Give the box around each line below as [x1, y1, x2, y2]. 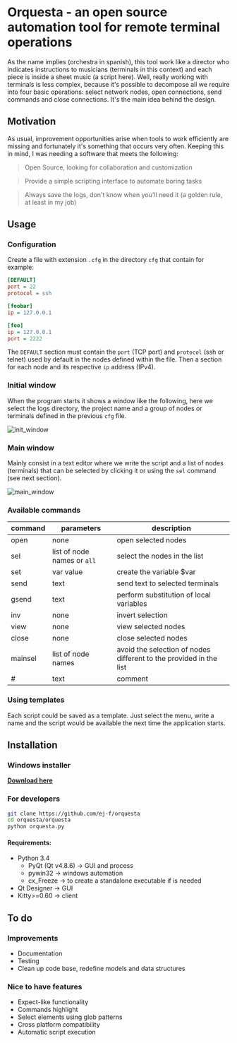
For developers [7, 794, 61, 804]
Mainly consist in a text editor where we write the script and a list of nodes [7, 459, 224, 467]
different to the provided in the [116, 654, 217, 664]
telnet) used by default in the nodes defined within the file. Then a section [7, 355, 222, 364]
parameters [61, 523, 101, 533]
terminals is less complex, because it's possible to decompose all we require [7, 80, 231, 88]
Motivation [7, 116, 56, 128]
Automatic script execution [17, 1028, 97, 1037]
